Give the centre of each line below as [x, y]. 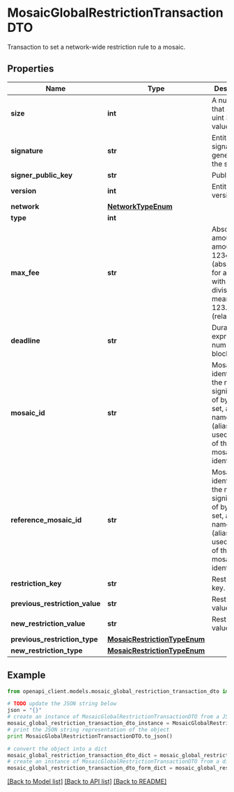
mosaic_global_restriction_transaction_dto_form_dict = [90, 768]
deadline [25, 341]
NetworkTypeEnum [140, 206]
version [24, 191]
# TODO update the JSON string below [62, 704]
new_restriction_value [48, 623]
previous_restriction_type [55, 639]
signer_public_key [42, 175]
